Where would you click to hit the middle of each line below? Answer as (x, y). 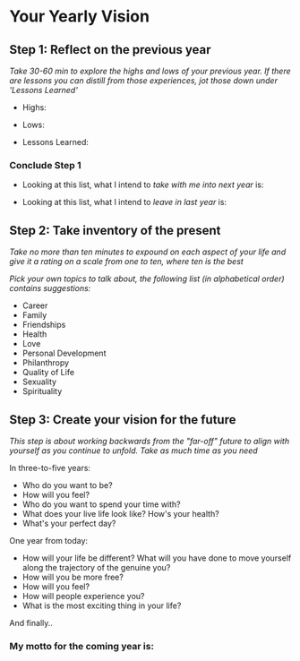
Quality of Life (48, 373)
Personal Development (64, 353)
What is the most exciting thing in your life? (102, 605)
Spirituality (42, 391)
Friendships (44, 325)
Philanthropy (46, 363)
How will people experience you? (83, 596)
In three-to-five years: (50, 468)
